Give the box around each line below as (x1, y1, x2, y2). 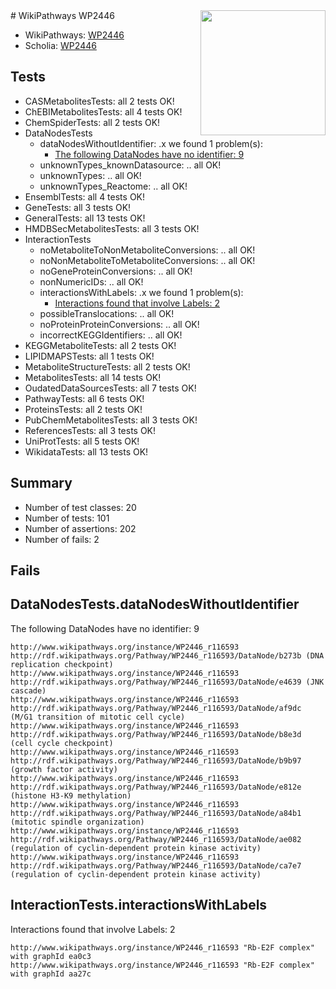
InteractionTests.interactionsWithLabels (10, 897, 268, 914)
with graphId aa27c (10, 969, 92, 979)
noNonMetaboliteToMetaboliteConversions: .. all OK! (39, 254, 256, 266)
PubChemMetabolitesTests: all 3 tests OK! (24, 414, 198, 426)
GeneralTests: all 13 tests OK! (24, 212, 146, 224)
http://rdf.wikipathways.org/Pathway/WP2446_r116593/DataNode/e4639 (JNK (10, 677, 325, 687)
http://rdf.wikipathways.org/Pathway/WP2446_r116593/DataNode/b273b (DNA (10, 650, 325, 661)
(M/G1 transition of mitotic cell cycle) (10, 712, 186, 722)
